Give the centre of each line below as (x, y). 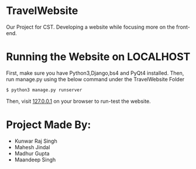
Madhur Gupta (32, 153)
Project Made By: (49, 125)
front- (183, 27)
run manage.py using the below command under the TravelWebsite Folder (95, 79)
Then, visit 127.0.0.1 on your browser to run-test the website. (78, 101)
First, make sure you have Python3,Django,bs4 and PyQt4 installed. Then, (95, 73)
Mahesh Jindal (32, 147)
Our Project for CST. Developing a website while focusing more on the (91, 27)
